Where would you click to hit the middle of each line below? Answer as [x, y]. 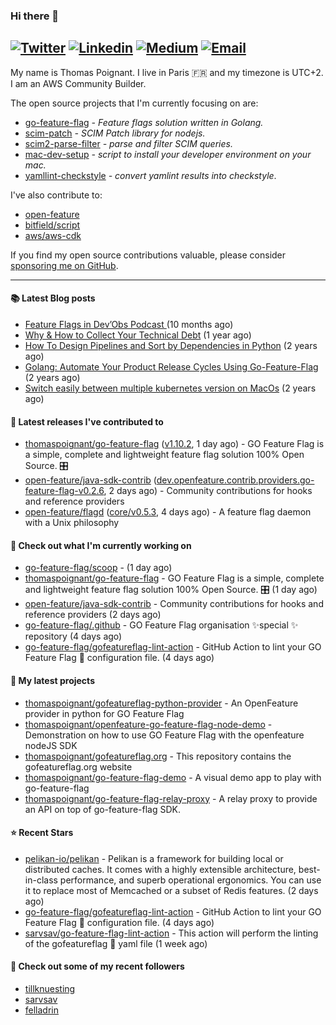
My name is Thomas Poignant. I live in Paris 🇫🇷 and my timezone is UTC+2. [167, 72]
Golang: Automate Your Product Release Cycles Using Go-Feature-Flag [171, 366]
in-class [41, 880]
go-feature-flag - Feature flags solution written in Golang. [144, 122]
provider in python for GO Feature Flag [104, 713]
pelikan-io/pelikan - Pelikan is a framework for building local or [154, 858]
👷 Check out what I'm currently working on [101, 545]
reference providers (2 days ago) [93, 615]
